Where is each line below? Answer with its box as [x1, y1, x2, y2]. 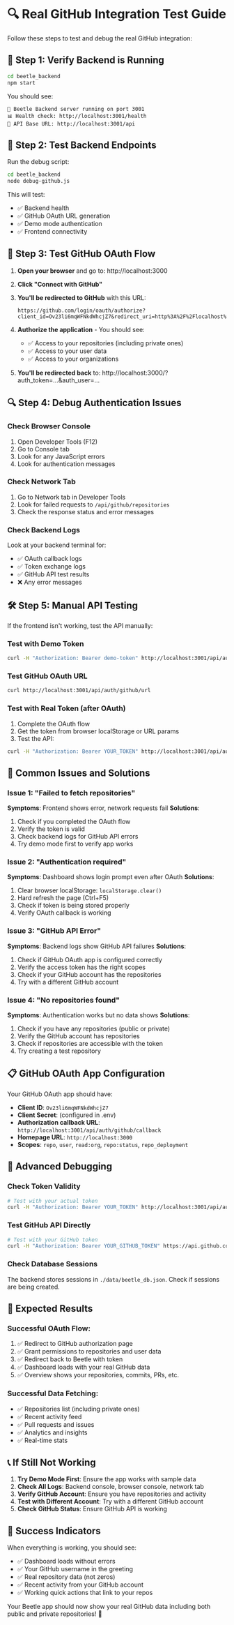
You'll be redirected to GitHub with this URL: [17, 293, 146, 301]
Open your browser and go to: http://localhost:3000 [17, 267, 169, 275]
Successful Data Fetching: [7, 1388, 99, 1398]
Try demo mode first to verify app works [17, 839, 134, 848]
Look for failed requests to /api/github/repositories [17, 500, 170, 509]
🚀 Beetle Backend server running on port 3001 [7, 105, 145, 112]
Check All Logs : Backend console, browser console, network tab [17, 1483, 204, 1491]
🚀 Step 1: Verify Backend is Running [7, 54, 165, 66]
